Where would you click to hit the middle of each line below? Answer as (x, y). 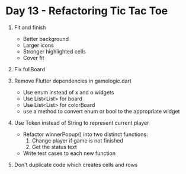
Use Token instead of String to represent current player (81, 122)
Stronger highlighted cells (54, 51)
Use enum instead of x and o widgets (68, 92)
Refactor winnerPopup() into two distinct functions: (85, 134)
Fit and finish (30, 27)
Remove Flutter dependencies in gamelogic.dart (73, 81)
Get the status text (54, 147)
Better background (46, 39)
